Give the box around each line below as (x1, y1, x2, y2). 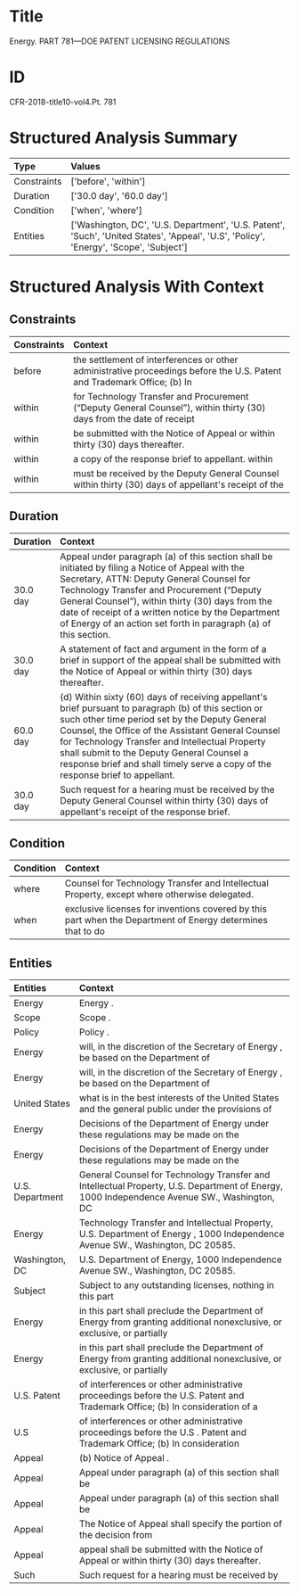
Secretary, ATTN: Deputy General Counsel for (60, 573, 251, 585)
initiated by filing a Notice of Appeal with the (60, 561, 245, 574)
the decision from (78, 1529, 153, 1541)
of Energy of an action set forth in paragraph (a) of (60, 617, 271, 630)
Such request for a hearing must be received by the (60, 783, 275, 796)
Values (70, 160, 101, 172)
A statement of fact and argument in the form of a (60, 642, 267, 655)
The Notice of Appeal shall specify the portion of (78, 1518, 283, 1531)
